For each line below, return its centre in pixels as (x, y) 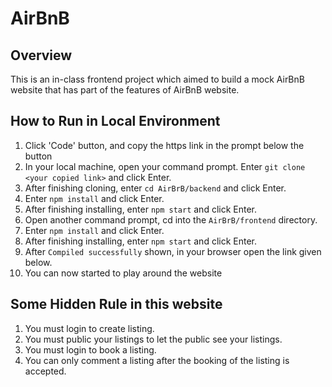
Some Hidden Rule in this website (116, 304)
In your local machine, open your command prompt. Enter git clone (165, 166)
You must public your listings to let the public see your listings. (153, 339)
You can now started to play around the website (123, 273)
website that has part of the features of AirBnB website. (125, 90)
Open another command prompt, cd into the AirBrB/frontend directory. (171, 219)
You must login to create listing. (89, 328)
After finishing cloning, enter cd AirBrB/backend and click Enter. (155, 188)
